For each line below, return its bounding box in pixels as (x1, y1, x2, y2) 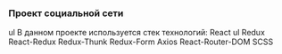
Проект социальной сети (8, 7, 124, 19)
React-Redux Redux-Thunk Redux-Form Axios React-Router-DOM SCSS (8, 36, 274, 47)
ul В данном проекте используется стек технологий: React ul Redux (8, 27, 265, 38)
